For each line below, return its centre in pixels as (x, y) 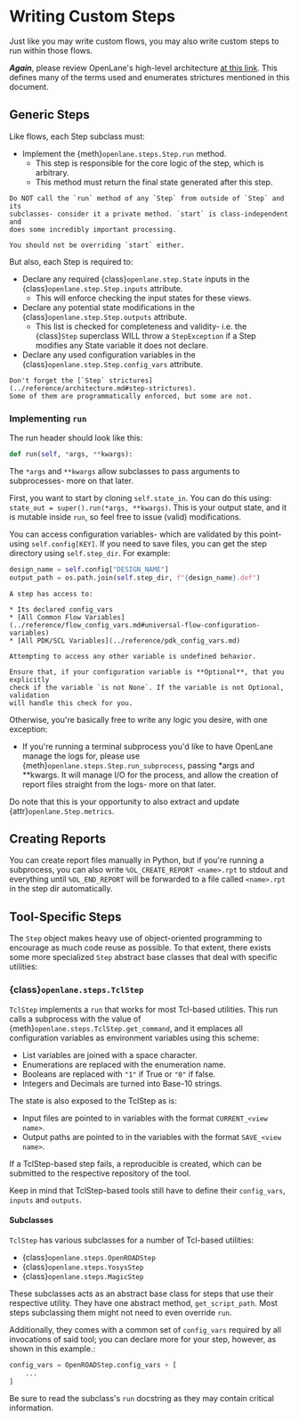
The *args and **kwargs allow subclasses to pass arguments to (125, 471)
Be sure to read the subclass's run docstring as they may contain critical (141, 1399)
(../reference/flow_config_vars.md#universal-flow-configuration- (135, 625)
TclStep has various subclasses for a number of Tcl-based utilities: (132, 1240)
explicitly (29, 679)
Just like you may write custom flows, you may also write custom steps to (144, 41)
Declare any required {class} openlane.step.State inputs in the (136, 279)
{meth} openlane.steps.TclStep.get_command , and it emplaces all (126, 1028)
